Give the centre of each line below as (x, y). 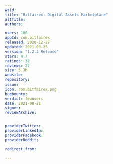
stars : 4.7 (16, 56)
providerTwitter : (23, 126)
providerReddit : (22, 140)
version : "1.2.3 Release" (32, 52)
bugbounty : (16, 94)
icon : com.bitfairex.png (31, 89)
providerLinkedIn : (24, 131)
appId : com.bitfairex (28, 38)
